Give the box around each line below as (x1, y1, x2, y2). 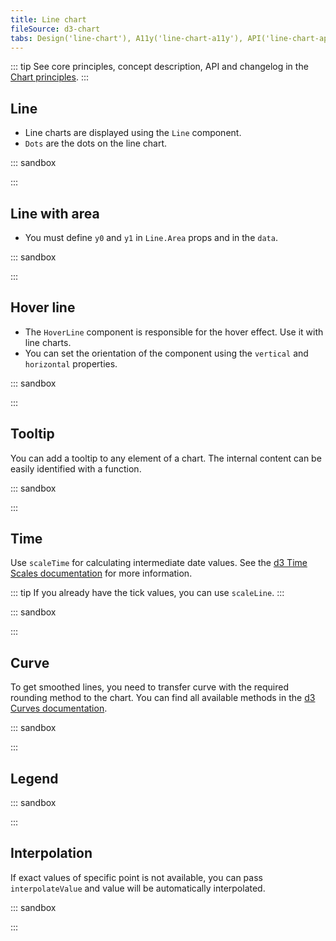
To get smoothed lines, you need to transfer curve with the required (10, 681, 289, 693)
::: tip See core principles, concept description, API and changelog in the (10, 61, 309, 73)
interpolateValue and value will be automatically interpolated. (10, 882, 266, 894)
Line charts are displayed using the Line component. (24, 127, 242, 139)
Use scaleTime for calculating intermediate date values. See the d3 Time (10, 557, 308, 569)
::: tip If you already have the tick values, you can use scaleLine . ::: (10, 587, 285, 599)
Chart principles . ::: (10, 71, 89, 83)
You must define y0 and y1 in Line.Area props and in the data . (24, 232, 278, 243)
